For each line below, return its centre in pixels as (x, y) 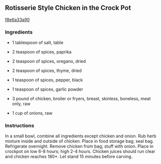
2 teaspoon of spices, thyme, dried (47, 71)
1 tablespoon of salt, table (38, 42)
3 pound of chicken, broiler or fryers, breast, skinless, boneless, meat (81, 99)
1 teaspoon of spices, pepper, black (47, 80)
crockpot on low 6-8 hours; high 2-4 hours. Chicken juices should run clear (80, 151)
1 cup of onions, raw (32, 113)
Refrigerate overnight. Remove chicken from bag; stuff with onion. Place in (79, 146)
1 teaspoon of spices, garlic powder (47, 89)
